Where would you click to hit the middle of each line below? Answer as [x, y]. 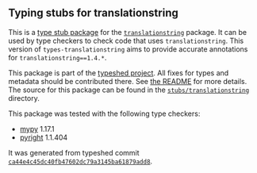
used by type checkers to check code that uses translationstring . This [126, 40]
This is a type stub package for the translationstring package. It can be [128, 32]
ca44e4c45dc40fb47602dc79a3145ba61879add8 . [81, 161]
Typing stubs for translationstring [93, 13]
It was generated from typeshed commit [74, 152]
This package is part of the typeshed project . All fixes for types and [119, 73]
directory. [24, 98]
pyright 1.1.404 [44, 137]
